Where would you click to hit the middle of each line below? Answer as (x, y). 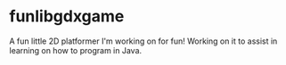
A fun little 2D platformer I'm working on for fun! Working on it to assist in (143, 41)
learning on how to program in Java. (76, 50)
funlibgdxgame (67, 16)
